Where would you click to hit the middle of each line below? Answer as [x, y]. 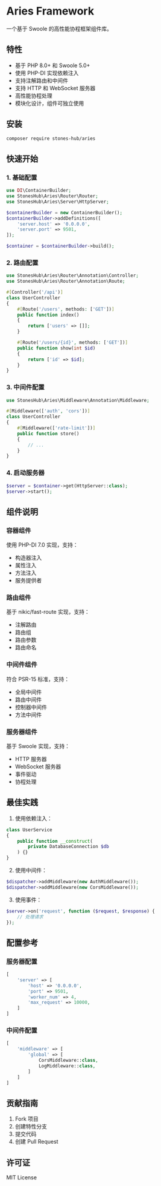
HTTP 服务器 [31, 759]
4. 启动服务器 [26, 473]
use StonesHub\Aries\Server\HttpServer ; [58, 202]
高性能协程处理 [33, 96]
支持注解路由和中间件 [41, 81]
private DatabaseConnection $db [69, 847]
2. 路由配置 [22, 263]
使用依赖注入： [33, 818]
